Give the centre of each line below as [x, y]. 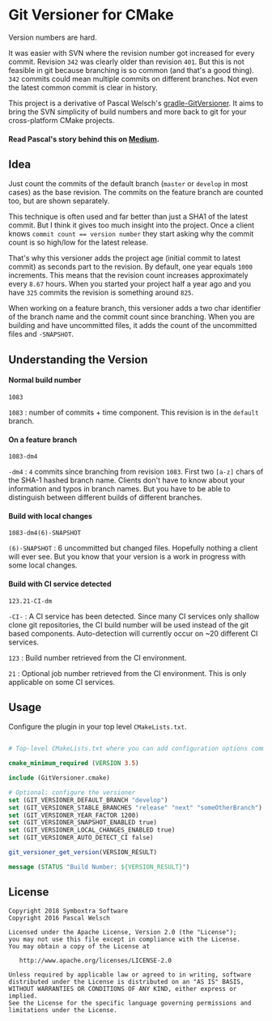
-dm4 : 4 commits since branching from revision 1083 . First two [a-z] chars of [136, 472]
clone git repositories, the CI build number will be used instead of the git [129, 624]
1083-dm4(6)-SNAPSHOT [45, 533]
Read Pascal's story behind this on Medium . [84, 138]
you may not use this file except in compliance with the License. [125, 939]
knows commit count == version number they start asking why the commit [131, 234]
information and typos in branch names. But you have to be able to [119, 489]
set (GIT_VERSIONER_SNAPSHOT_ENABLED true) [83, 823]
